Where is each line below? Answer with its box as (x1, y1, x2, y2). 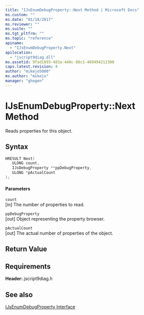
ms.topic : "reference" (5, 36, 53, 41)
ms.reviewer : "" (5, 21, 40, 27)
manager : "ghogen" (5, 78, 44, 83)
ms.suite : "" (5, 26, 33, 31)
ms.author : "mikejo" (5, 74, 49, 79)
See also (5, 290, 33, 299)
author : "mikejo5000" (5, 69, 51, 74)
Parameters (5, 186, 30, 192)
